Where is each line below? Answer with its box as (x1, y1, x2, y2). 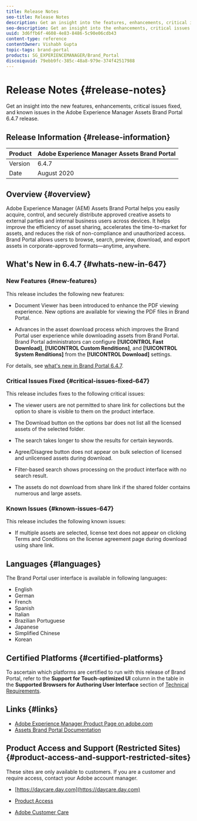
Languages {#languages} (6, 559, 101, 569)
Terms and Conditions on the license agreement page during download (14, 536, 187, 543)
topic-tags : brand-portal (6, 47, 69, 53)
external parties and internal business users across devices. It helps (6, 217, 171, 224)
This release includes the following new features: (6, 290, 125, 297)
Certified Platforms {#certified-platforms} (6, 653, 164, 663)
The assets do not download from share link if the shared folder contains (14, 484, 191, 491)
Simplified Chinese (14, 630, 60, 637)
